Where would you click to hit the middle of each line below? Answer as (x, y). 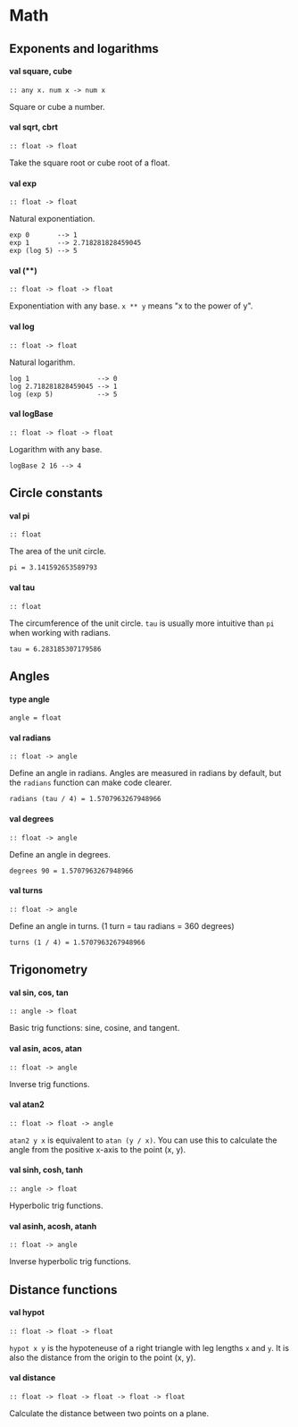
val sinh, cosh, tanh (46, 1170)
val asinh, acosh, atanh (53, 1226)
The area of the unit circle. (58, 552)
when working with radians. (60, 632)
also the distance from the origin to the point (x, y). (103, 1357)
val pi (20, 516)
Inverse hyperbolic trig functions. (70, 1262)
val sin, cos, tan (39, 992)
